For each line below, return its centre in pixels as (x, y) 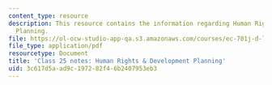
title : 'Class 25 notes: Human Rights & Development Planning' (117, 62)
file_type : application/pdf (56, 46)
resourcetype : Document (49, 53)
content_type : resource (49, 16)
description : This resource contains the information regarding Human (130, 23)
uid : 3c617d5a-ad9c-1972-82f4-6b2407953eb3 (83, 69)
